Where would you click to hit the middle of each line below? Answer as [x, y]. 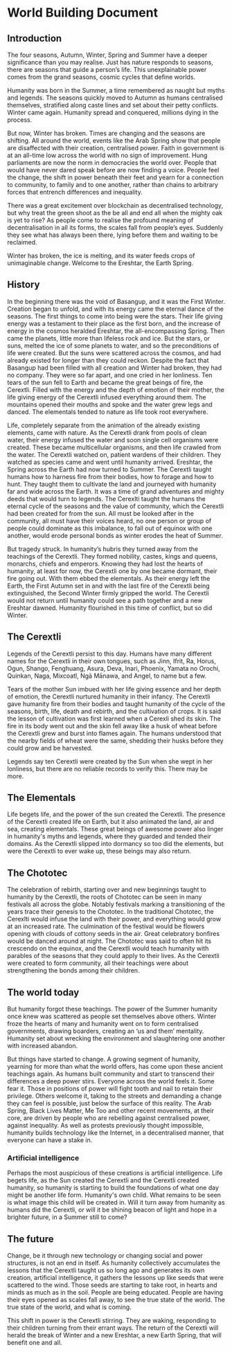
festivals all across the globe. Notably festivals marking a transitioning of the [116, 904]
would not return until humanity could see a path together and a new [105, 600]
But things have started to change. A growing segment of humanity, [104, 1059]
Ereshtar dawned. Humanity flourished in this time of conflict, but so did [110, 608]
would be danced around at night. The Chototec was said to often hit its [109, 941]
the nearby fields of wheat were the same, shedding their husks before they [115, 740]
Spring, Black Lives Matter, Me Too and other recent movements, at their [111, 1111]
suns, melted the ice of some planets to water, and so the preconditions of [113, 345]
